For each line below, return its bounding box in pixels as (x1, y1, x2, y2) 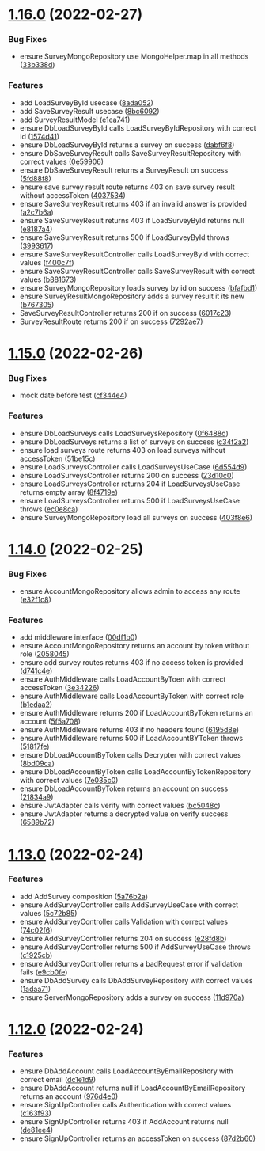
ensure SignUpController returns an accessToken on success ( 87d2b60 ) (19, 1134, 256, 1143)
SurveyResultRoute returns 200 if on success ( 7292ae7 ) (19, 317, 203, 326)
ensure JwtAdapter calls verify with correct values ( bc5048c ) (19, 801, 221, 811)
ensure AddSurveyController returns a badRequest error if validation (19, 959, 243, 968)
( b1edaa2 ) (19, 700, 53, 709)
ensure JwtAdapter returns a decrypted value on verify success (19, 809, 229, 819)
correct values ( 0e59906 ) (19, 157, 104, 166)
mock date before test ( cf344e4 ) (19, 390, 127, 401)
